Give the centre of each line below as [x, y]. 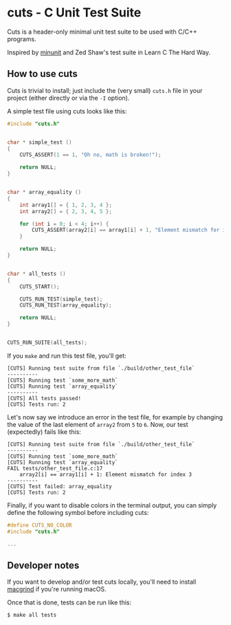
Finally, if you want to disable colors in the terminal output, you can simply [112, 505]
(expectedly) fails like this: [44, 432]
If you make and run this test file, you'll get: [67, 355]
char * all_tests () [37, 274]
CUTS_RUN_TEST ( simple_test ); [61, 299]
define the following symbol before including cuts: [78, 512]
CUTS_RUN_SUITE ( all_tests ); [47, 342]
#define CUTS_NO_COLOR [40, 525]
